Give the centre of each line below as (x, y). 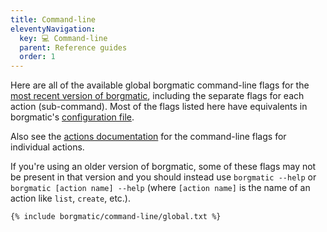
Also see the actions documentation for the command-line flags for (148, 137)
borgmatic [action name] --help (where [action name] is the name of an (160, 188)
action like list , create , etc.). (71, 198)
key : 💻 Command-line (63, 38)
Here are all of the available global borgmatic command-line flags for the (160, 85)
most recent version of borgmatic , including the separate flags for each (157, 96)
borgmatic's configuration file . (72, 117)
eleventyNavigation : (53, 29)
